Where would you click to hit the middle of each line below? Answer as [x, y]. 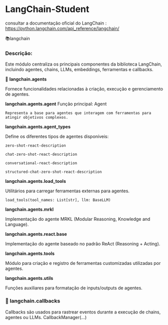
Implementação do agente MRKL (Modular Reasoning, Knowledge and [78, 219]
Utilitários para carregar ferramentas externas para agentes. [67, 191]
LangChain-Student [47, 9]
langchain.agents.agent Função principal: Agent [56, 104]
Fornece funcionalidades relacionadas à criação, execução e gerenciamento [84, 89]
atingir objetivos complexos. [37, 118]
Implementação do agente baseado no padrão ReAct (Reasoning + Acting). [83, 244]
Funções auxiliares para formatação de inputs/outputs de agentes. [74, 288]
